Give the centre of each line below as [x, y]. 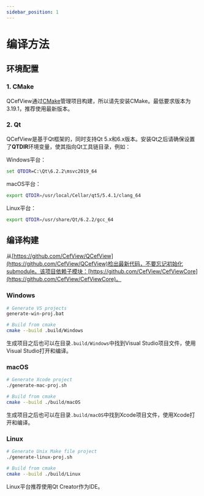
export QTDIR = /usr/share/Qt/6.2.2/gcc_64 [60, 219]
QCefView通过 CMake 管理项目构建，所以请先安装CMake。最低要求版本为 [99, 101]
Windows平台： [26, 160]
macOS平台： [24, 184]
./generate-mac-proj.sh [37, 386]
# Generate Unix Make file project [52, 452]
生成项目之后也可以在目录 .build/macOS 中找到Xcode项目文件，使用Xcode [98, 414]
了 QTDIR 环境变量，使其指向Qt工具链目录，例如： [69, 146]
